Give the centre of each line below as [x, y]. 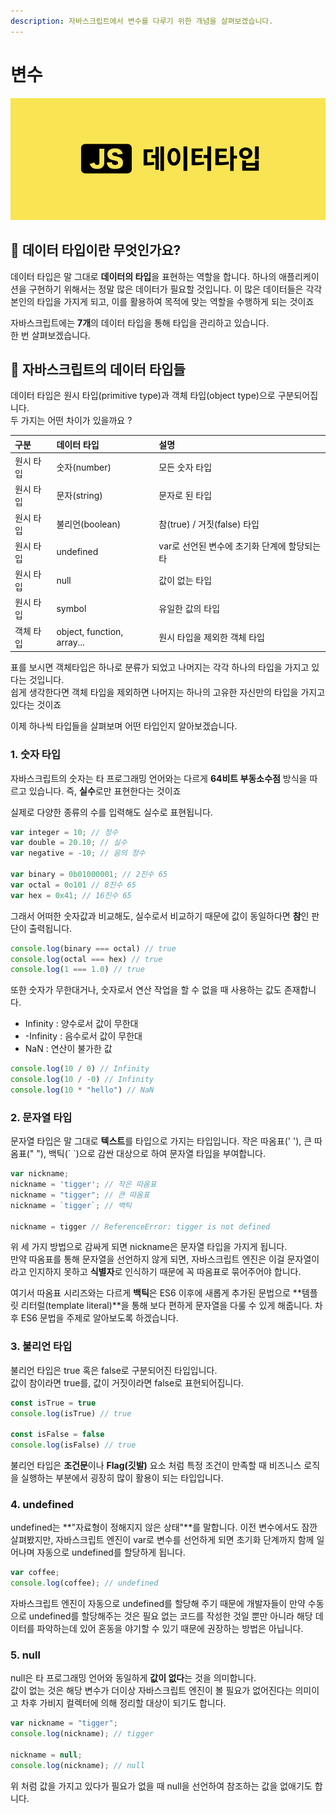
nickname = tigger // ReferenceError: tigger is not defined [140, 1226]
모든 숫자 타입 [185, 467]
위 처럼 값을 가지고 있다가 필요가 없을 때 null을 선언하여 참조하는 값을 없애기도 [161, 1786]
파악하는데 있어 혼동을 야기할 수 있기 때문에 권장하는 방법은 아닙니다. [170, 1629]
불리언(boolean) [89, 524]
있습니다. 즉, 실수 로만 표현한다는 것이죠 [105, 791]
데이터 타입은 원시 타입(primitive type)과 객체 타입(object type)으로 [143, 396]
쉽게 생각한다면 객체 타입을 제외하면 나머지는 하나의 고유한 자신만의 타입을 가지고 [168, 692]
